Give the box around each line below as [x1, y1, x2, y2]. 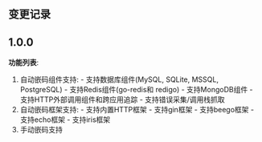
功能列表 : [8, 58, 39, 67]
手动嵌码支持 [19, 125, 63, 135]
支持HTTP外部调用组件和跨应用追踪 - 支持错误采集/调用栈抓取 [19, 95, 225, 104]
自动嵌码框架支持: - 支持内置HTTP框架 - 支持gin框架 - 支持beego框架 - [19, 105, 255, 115]
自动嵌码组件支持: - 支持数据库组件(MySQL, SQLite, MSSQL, [19, 75, 219, 84]
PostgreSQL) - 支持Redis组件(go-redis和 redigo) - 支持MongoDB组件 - [19, 85, 253, 95]
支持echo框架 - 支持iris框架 [19, 115, 111, 124]
